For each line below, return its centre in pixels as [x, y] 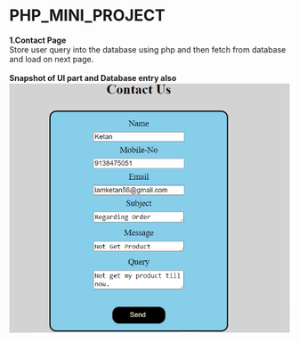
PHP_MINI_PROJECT [88, 16]
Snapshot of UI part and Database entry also [93, 77]
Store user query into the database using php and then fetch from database [148, 49]
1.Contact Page [38, 40]
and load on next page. [52, 59]
